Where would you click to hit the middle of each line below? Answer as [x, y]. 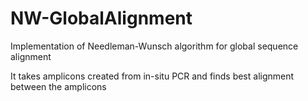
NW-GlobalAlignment [101, 18]
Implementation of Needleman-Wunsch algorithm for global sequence [154, 46]
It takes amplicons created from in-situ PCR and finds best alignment [152, 76]
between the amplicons [58, 86]
